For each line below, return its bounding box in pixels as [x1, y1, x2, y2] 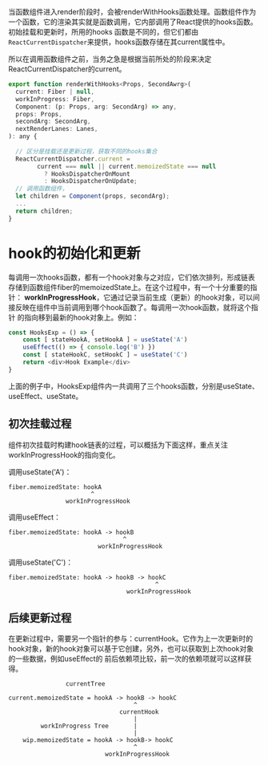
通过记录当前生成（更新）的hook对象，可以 [110, 292, 254, 302]
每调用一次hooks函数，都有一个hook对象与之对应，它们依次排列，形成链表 [8, 272, 255, 282]
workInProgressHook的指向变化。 [8, 450, 120, 459]
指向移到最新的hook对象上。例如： [23, 312, 139, 322]
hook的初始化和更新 [8, 244, 142, 263]
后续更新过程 [8, 611, 72, 625]
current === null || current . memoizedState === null [37, 162, 217, 170]
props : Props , [15, 110, 62, 118]
